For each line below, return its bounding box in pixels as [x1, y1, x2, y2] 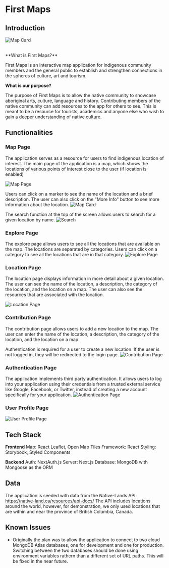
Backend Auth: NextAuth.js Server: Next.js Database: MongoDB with [5, 459, 148, 465]
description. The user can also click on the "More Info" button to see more [5, 196, 160, 202]
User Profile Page [5, 404, 49, 411]
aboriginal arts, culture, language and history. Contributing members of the [5, 98, 161, 104]
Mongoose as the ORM [5, 464, 53, 470]
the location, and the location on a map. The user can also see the [5, 287, 143, 293]
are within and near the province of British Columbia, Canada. [5, 508, 133, 514]
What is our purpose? [5, 82, 51, 88]
